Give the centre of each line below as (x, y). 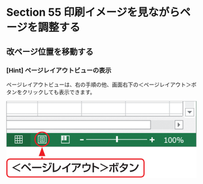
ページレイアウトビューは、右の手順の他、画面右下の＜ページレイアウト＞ (99, 84)
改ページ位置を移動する (50, 52)
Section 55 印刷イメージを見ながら (93, 12)
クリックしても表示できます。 (59, 92)
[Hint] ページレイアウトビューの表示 (59, 70)
